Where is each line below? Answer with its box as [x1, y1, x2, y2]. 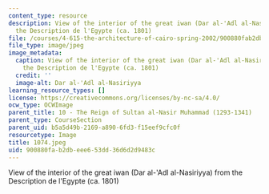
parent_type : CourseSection [8, 116, 102, 124]
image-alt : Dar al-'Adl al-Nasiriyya [15, 79, 142, 87]
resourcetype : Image [8, 131, 78, 139]
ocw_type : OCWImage [8, 101, 74, 109]
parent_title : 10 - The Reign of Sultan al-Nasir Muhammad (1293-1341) [8, 109, 252, 117]
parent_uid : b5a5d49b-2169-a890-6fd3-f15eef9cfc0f [8, 123, 181, 131]
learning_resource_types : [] [8, 86, 106, 95]
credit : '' [15, 71, 52, 79]
